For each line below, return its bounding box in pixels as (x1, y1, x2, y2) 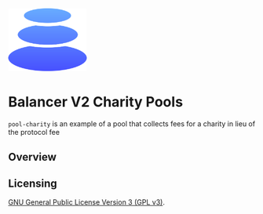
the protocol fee (8, 128, 60, 137)
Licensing (8, 176, 57, 190)
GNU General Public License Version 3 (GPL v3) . (8, 198, 165, 207)
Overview (8, 150, 57, 164)
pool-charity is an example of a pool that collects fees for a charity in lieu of (8, 119, 256, 129)
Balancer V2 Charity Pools (8, 93, 183, 111)
